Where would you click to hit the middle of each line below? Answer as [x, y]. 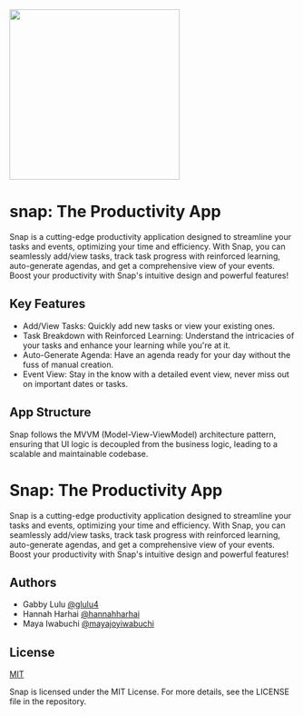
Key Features [48, 304]
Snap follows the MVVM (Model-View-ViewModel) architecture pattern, [143, 434]
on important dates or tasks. [75, 383]
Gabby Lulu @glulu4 [61, 604]
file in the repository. [48, 701]
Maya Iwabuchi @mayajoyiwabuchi [88, 624]
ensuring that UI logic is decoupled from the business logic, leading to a [144, 443]
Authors [33, 582]
